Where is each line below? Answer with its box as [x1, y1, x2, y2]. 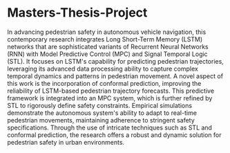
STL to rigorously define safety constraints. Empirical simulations [7, 101, 192, 109]
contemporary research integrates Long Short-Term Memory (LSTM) [7, 35, 203, 43]
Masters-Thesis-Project [7, 5, 148, 21]
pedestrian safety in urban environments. [7, 138, 125, 146]
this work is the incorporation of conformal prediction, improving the [7, 79, 202, 87]
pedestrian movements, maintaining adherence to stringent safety [7, 116, 195, 124]
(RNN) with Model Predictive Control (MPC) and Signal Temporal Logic [7, 50, 209, 58]
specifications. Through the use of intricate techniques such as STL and [7, 123, 213, 132]
